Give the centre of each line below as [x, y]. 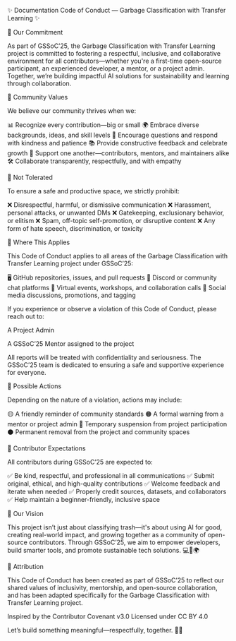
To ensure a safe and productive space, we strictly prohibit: [93, 191]
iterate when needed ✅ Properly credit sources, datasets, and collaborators [117, 491]
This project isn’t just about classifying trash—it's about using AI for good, [115, 527]
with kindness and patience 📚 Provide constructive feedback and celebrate [117, 143]
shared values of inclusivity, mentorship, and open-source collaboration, [112, 588]
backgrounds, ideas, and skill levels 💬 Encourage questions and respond [113, 135]
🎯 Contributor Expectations [46, 448]
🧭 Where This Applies [39, 242]
